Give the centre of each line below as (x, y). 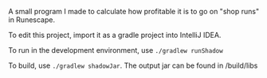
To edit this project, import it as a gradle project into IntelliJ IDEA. (115, 35)
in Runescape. (32, 20)
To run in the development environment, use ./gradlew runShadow (116, 50)
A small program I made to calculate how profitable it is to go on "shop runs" (134, 11)
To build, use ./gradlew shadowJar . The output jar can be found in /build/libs (133, 65)
